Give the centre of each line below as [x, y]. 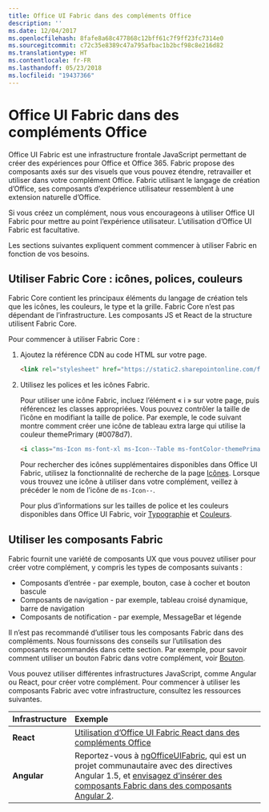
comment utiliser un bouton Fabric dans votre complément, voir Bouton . [127, 658]
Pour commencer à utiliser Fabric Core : [74, 339]
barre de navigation [52, 608]
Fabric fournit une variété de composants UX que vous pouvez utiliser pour [132, 558]
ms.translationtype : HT [48, 53]
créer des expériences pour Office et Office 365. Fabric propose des [121, 163]
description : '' [35, 23]
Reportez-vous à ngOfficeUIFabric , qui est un [161, 755]
